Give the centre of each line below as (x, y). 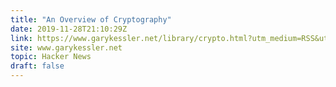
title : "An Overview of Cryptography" (91, 19)
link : (21, 38)
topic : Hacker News (51, 57)
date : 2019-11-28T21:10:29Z (69, 29)
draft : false (37, 66)
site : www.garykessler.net (66, 47)
